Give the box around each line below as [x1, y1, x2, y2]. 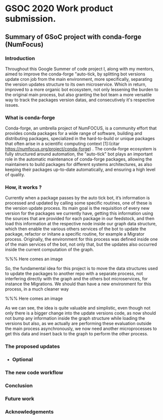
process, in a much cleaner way [5, 286, 69, 292]
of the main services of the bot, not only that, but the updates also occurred [5, 241, 157, 247]
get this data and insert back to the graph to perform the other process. [5, 331, 148, 337]
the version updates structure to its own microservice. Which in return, [5, 81, 147, 87]
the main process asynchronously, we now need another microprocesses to [5, 326, 157, 331]
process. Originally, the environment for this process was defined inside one [5, 237, 158, 242]
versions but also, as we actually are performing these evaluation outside [5, 321, 152, 327]
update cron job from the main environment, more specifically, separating [5, 76, 152, 82]
